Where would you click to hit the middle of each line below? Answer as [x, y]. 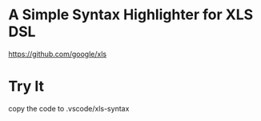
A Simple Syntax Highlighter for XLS [131, 15]
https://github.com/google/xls [57, 54]
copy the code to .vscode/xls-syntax [69, 108]
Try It [26, 87]
